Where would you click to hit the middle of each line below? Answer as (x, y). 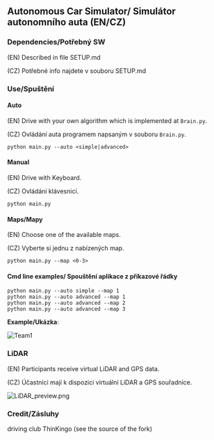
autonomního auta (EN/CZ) (67, 23)
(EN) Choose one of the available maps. (64, 235)
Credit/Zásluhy (33, 414)
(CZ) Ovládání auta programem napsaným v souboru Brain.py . (97, 134)
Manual (18, 162)
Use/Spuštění (31, 88)
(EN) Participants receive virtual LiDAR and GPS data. (83, 368)
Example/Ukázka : (33, 322)
